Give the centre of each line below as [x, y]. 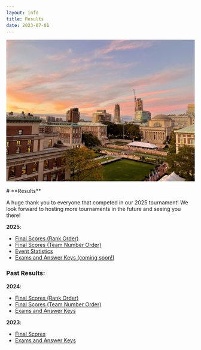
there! [13, 215]
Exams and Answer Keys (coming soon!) [65, 258]
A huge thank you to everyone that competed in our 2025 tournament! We [97, 203]
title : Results [25, 19]
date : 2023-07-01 [28, 25]
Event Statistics [34, 251]
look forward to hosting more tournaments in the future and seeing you [94, 209]
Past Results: [26, 273]
